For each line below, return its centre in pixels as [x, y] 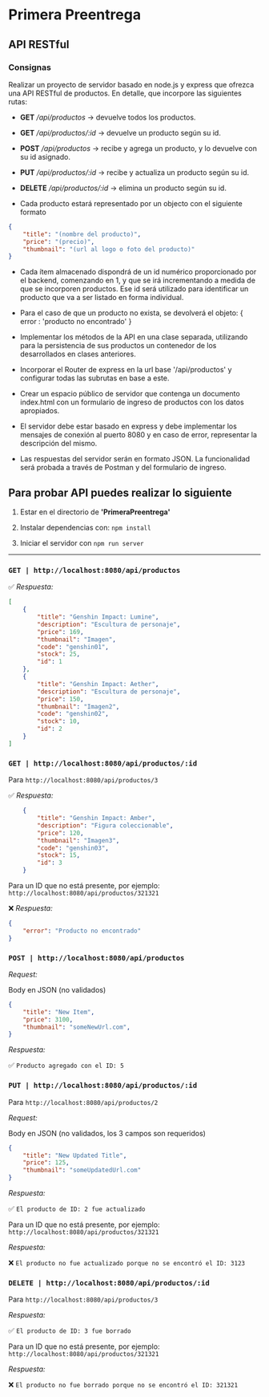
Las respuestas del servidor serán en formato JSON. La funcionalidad [135, 459]
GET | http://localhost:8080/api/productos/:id [103, 763]
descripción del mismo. [58, 444]
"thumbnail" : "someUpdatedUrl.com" [82, 1170]
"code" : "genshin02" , [73, 714]
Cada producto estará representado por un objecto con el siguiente [131, 203]
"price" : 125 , [46, 1163]
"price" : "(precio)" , [58, 242]
